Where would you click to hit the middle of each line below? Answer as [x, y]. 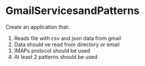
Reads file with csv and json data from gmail [68, 38]
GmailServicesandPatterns [72, 11]
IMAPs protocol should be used [52, 50]
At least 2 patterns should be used [55, 57]
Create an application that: [38, 27]
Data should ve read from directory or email [67, 44]
